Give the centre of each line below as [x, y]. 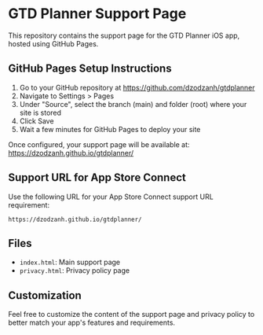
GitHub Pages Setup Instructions [90, 69]
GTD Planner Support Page [97, 14]
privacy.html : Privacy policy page [75, 271]
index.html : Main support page [70, 262]
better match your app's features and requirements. [91, 322]
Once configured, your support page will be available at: [99, 144]
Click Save [37, 121]
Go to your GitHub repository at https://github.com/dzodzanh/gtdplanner [137, 87]
